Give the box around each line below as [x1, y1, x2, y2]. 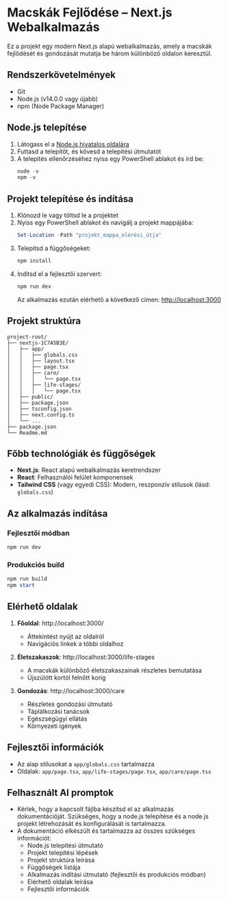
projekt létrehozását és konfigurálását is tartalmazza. [16, 820, 166, 828]
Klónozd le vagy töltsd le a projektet [16, 211, 118, 220]
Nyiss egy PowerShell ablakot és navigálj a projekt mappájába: [16, 218, 194, 227]
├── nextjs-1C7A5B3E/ [7, 339, 69, 347]
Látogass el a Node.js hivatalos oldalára [16, 140, 129, 148]
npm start [7, 582, 36, 589]
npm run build [7, 575, 48, 583]
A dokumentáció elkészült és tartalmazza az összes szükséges [16, 827, 196, 835]
